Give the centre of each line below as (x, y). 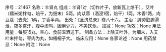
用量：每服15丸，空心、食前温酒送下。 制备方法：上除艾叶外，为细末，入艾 (82, 32)
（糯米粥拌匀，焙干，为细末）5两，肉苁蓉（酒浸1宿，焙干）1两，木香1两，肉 (83, 13)
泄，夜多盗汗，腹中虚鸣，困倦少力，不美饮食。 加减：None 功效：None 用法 (83, 26)
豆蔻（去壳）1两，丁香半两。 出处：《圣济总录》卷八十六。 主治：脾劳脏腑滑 (82, 20)
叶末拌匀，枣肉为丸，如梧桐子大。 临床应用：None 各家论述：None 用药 (79, 38)
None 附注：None (32, 44)
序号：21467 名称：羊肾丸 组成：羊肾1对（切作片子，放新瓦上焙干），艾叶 (80, 7)
